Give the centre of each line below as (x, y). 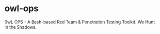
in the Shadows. (21, 27)
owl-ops (22, 8)
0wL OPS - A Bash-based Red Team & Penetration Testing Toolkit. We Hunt (80, 22)
